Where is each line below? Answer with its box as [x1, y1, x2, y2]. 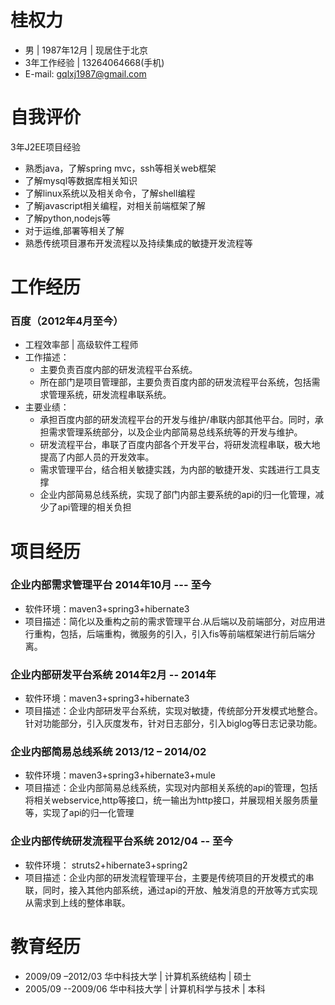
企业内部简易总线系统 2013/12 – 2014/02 [10, 745, 207, 759]
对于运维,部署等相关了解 [24, 224, 125, 236]
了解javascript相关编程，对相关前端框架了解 [24, 199, 206, 211]
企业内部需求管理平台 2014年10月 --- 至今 [10, 578, 212, 592]
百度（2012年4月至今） [10, 314, 124, 328]
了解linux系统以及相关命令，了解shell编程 [24, 187, 196, 199]
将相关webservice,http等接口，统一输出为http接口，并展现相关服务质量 [24, 794, 319, 806]
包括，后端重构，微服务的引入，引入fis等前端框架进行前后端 [59, 627, 307, 640]
